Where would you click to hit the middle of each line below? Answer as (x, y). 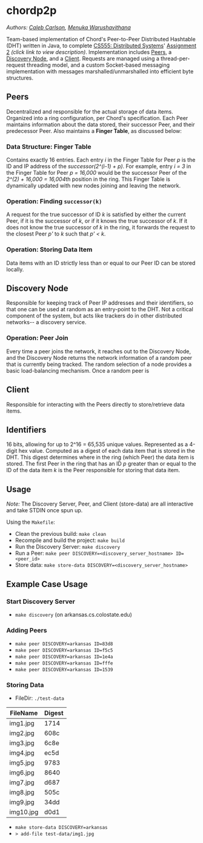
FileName (24, 713)
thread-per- (175, 58)
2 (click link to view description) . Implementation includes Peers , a (89, 52)
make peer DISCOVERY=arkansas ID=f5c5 (64, 651)
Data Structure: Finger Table (49, 146)
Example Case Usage (47, 584)
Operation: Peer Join (37, 338)
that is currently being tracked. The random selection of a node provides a (99, 364)
